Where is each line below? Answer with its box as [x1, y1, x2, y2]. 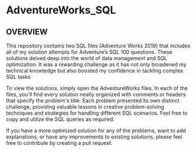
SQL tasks [6, 74, 31, 80]
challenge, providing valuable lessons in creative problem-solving [6, 103, 165, 110]
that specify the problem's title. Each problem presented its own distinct [6, 97, 180, 104]
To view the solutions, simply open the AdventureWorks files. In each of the [6, 85, 188, 91]
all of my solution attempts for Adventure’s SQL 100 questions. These [6, 49, 173, 56]
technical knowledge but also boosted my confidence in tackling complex [6, 67, 184, 74]
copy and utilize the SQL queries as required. [6, 116, 115, 123]
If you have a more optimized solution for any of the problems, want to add [6, 127, 186, 134]
